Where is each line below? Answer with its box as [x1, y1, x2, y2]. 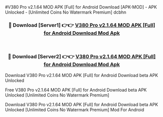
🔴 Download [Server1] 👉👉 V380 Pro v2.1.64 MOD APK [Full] [8, 21, 156, 28]
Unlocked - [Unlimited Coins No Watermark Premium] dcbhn [5, 9, 127, 15]
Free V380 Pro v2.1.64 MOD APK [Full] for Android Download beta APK [5, 87, 147, 93]
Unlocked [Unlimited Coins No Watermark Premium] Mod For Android [5, 107, 145, 113]
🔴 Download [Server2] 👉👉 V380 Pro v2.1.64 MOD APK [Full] [8, 53, 156, 60]
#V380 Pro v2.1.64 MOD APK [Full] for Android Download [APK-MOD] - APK [5, 4, 157, 10]
